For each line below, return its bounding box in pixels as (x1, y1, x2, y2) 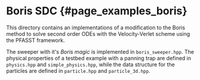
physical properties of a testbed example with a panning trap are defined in (6, 54, 191, 61)
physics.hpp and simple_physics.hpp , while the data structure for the (6, 61, 175, 68)
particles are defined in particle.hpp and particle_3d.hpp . (6, 67, 150, 74)
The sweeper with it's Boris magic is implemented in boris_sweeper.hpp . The (6, 48, 194, 55)
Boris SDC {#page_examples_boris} (6, 4, 187, 18)
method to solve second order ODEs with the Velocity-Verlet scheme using (6, 30, 190, 37)
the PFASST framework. (6, 36, 65, 44)
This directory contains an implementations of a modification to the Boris (6, 24, 186, 31)
